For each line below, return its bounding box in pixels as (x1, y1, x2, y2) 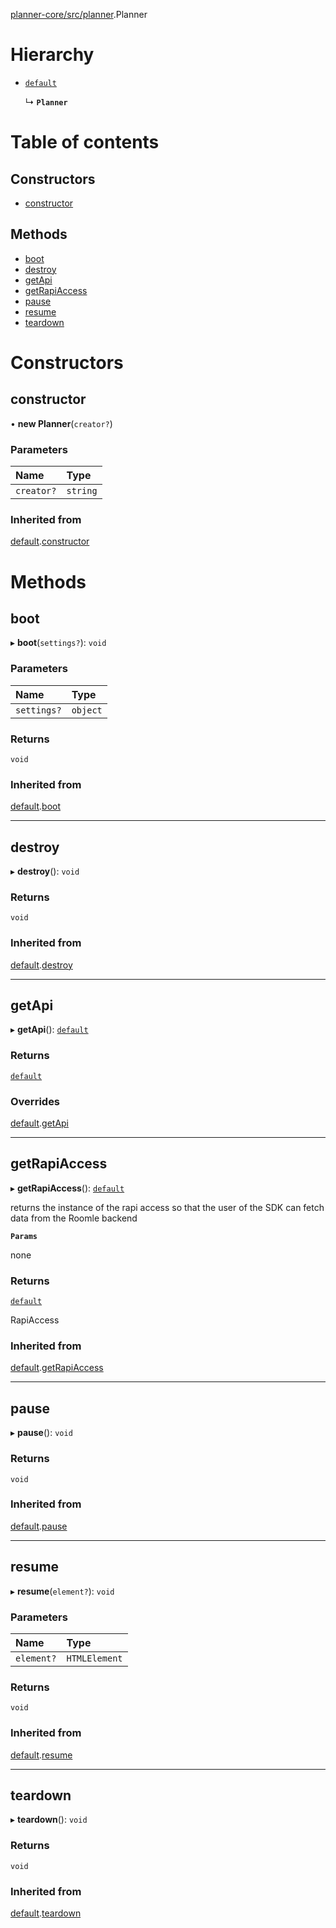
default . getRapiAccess (10, 1362, 104, 1374)
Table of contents (10, 131, 160, 154)
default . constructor (10, 535, 90, 548)
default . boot (10, 800, 62, 813)
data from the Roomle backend (10, 1212, 138, 1224)
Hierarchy (10, 44, 95, 66)
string (66, 485, 98, 497)
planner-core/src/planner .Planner (10, 9, 148, 20)
